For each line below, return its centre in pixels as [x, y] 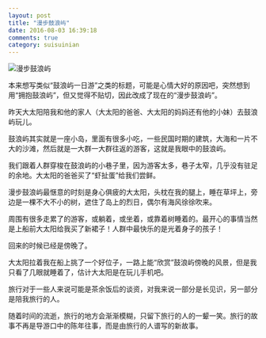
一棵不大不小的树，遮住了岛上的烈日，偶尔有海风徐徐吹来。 [119, 202]
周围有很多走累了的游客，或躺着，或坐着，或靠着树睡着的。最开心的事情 [126, 219]
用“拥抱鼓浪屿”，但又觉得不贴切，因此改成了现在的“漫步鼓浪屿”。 [115, 95]
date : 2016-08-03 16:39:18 [53, 30]
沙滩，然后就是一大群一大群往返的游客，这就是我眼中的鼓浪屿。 [126, 149]
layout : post [30, 15]
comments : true [33, 38]
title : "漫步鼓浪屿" [39, 23]
